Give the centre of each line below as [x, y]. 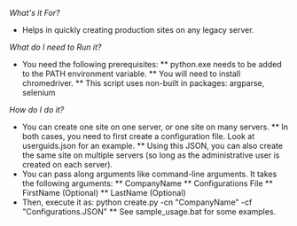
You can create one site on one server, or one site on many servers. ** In [155, 127]
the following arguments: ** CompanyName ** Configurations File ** [147, 183]
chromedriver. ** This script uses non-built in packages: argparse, [143, 83]
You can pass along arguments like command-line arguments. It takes [149, 174]
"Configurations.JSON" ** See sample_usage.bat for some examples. [149, 211]
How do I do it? [37, 109]
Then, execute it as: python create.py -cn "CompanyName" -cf [137, 202]
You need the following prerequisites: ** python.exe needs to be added [152, 64]
